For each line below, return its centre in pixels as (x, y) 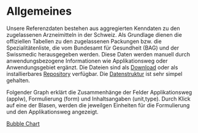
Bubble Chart (23, 123)
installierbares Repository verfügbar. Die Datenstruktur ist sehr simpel (94, 74)
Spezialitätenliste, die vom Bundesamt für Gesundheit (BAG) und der (93, 48)
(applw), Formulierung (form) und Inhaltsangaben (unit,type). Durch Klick (99, 99)
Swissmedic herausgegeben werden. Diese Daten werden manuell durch (98, 54)
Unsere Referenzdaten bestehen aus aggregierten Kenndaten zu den (93, 28)
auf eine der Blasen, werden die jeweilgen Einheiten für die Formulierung (98, 105)
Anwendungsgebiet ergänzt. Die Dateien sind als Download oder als (92, 67)
